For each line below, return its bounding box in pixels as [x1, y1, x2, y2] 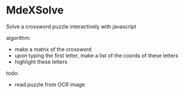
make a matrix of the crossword [14, 45, 92, 53]
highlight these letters [14, 58, 68, 65]
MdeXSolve [6, 4, 64, 17]
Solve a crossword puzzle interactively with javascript [6, 23, 136, 30]
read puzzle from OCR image [14, 80, 85, 88]
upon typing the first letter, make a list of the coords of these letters [14, 52, 179, 59]
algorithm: [6, 34, 31, 41]
